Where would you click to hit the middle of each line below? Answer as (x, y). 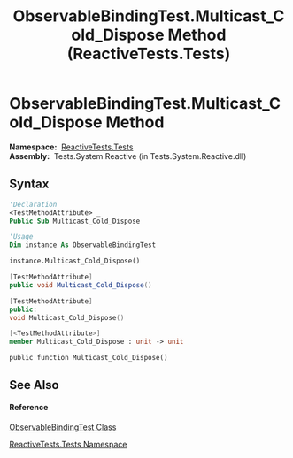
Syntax (29, 184)
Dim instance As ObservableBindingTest (83, 245)
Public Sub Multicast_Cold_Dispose (75, 221)
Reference (29, 408)
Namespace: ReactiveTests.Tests (71, 147)
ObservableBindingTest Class (63, 427)
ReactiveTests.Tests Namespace (68, 444)
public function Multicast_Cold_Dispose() (89, 358)
